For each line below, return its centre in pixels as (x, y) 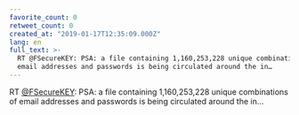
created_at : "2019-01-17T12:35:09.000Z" (85, 34)
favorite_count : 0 (43, 17)
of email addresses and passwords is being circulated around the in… (137, 101)
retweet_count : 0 (41, 26)
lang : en (25, 42)
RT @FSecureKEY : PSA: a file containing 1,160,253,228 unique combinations (149, 92)
